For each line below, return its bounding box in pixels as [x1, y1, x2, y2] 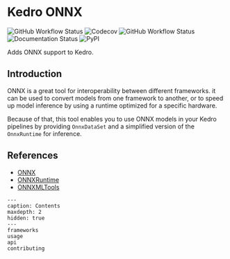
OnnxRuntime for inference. [7, 129, 82, 137]
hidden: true [7, 215, 45, 222]
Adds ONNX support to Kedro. [7, 48, 94, 56]
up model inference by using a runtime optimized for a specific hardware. [7, 101, 217, 110]
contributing [7, 244, 45, 252]
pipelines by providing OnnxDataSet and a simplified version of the [7, 122, 195, 131]
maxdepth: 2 [7, 208, 42, 215]
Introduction [7, 68, 63, 80]
